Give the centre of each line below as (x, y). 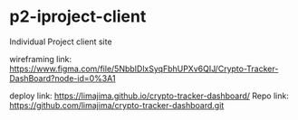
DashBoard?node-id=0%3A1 (62, 78)
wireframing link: (41, 59)
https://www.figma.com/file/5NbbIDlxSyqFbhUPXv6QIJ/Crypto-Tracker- (144, 69)
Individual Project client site (61, 42)
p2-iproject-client (78, 17)
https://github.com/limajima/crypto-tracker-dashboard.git (117, 105)
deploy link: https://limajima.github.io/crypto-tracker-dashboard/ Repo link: (149, 96)
